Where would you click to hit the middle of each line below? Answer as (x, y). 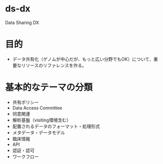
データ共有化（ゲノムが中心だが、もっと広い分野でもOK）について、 (83, 59)
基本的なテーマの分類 (49, 87)
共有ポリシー (25, 102)
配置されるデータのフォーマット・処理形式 (56, 126)
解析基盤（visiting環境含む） (42, 120)
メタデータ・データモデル (39, 132)
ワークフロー (25, 156)
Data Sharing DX (22, 22)
